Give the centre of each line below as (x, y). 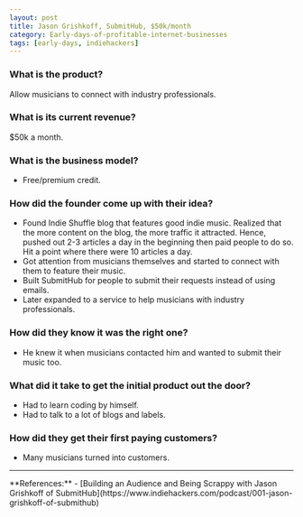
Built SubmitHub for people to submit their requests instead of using (149, 281)
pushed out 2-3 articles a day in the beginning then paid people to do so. (158, 242)
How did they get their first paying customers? (114, 438)
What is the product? (56, 75)
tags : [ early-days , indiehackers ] (74, 43)
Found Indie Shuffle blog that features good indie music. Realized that (152, 223)
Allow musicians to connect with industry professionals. (113, 94)
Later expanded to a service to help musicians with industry (133, 300)
